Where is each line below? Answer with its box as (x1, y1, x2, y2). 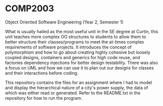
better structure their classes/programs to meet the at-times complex (5, 39, 144, 44)
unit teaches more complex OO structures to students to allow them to (5, 34, 146, 40)
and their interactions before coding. (5, 70, 79, 76)
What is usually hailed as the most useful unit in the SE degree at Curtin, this (5, 28, 159, 34)
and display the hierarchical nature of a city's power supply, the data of (5, 85, 148, 90)
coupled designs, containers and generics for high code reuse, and (5, 54, 141, 60)
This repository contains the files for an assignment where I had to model (5, 79, 152, 85)
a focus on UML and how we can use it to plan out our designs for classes (5, 64, 154, 71)
